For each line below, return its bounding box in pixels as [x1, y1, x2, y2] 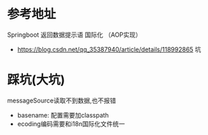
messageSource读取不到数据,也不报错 [7, 96, 116, 105]
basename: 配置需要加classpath [17, 111, 109, 119]
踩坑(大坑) [7, 72, 66, 88]
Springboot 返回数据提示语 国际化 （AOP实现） [7, 30, 142, 39]
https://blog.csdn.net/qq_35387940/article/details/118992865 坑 [17, 45, 202, 53]
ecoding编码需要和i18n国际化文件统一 [17, 119, 125, 128]
